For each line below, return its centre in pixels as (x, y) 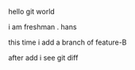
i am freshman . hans (42, 27)
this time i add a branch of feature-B (67, 42)
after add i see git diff (43, 58)
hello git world (32, 12)
